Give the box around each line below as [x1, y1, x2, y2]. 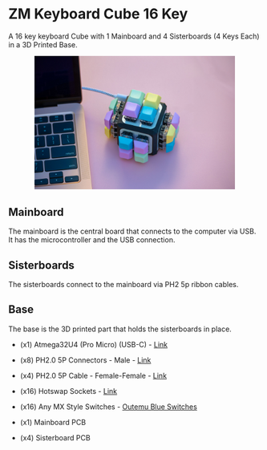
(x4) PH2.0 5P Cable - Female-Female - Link [19, 371, 167, 380]
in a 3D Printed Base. [8, 39, 78, 49]
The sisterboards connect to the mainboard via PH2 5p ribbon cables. [8, 279, 239, 289]
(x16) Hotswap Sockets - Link [19, 386, 118, 395]
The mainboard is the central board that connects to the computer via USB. [8, 226, 257, 237]
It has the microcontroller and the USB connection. [8, 235, 176, 245]
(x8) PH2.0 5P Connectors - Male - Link [19, 355, 152, 365]
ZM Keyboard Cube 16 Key [8, 5, 188, 23]
